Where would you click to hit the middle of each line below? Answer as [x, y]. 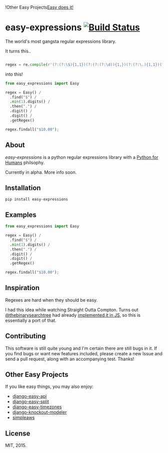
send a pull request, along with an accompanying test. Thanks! [70, 359]
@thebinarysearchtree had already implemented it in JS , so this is [73, 315]
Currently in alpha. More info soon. [41, 172]
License [18, 433]
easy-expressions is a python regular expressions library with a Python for [82, 157]
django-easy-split [30, 402]
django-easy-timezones [37, 407]
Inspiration [22, 288]
